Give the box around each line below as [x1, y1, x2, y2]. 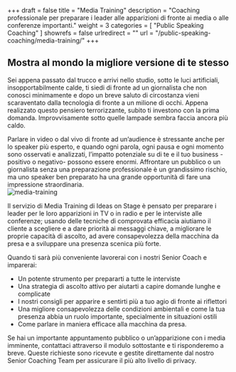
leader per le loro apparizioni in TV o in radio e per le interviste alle [7, 209, 203, 218]
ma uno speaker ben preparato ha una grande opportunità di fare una [7, 172, 211, 181]
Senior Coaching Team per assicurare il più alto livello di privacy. [7, 356, 197, 365]
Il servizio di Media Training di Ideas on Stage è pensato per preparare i [7, 201, 217, 210]
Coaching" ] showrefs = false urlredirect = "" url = [7, 28, 154, 37]
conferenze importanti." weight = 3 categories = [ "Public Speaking [7, 21, 204, 29]
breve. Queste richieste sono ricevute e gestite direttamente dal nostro [7, 349, 215, 357]
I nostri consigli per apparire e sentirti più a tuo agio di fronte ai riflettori [17, 297, 227, 305]
